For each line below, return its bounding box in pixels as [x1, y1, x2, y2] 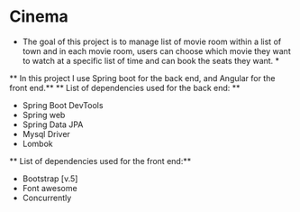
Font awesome [22, 182, 78, 193]
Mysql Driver [22, 128, 70, 139]
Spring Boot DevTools [22, 99, 104, 110]
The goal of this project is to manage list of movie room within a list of [22, 36, 282, 47]
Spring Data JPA [22, 119, 84, 130]
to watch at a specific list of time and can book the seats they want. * [22, 55, 280, 66]
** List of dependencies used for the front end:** [9, 155, 192, 166]
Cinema [9, 6, 69, 27]
